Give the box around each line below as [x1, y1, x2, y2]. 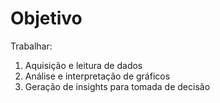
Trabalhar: [10, 40, 53, 52]
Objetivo [10, 7, 83, 30]
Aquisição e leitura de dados [24, 59, 143, 71]
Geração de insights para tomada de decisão [24, 80, 211, 92]
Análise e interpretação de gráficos [24, 70, 171, 82]
